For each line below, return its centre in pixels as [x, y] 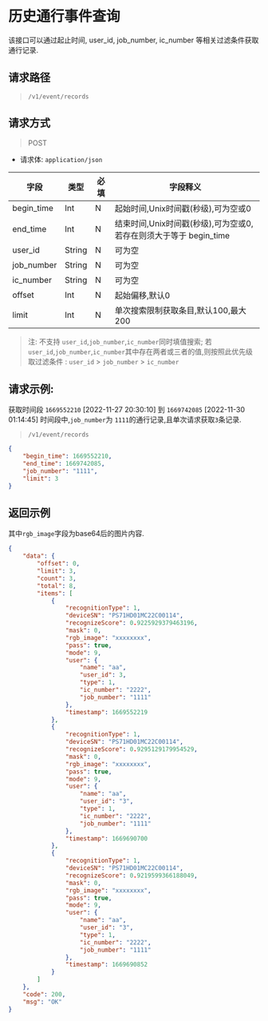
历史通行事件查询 [65, 16]
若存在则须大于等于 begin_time [172, 235]
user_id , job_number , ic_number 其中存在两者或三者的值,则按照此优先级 [140, 352]
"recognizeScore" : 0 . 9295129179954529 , [131, 749]
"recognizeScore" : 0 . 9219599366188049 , [131, 876]
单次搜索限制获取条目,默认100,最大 [181, 310]
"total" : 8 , [57, 586]
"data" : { [39, 556]
